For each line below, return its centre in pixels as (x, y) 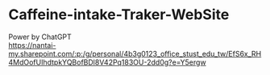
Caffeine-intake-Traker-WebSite (119, 15)
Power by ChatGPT (40, 37)
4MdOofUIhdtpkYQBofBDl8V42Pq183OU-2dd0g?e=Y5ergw (108, 62)
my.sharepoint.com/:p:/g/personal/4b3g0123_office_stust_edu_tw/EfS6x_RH (135, 53)
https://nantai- (32, 45)
